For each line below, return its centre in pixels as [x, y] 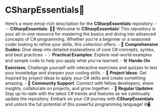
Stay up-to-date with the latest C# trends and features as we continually [78, 93]
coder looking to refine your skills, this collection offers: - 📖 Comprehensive [82, 44]
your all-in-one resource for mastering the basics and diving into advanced [81, 34]
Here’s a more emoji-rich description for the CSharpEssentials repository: [80, 23]
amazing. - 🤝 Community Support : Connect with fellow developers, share [79, 83]
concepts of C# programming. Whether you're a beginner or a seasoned [78, 39]
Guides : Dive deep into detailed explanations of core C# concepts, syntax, [80, 49]
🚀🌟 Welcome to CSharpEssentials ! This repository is [102, 28]
